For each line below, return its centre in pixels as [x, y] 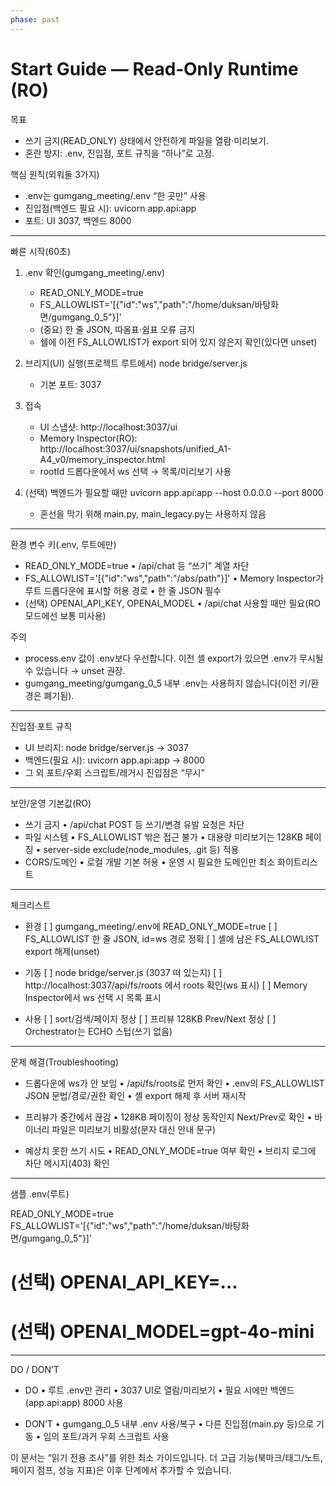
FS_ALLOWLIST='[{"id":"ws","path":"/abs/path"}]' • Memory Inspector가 [174, 578]
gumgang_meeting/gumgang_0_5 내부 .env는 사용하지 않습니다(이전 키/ [168, 683]
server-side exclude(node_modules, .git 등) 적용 [141, 849]
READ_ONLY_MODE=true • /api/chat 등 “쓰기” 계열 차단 [137, 565]
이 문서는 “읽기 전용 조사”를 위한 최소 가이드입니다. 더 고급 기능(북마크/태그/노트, [167, 1457]
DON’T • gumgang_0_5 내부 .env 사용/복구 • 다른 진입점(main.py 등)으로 [169, 1423]
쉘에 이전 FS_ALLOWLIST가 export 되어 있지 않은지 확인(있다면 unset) [178, 342]
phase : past [35, 19]
